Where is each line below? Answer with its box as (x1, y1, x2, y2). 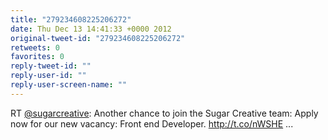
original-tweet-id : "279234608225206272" (10, 33, 186, 43)
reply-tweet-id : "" (10, 61, 92, 71)
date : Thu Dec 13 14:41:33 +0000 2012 (10, 24, 172, 34)
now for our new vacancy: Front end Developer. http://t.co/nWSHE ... (10, 117, 294, 130)
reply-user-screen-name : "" (10, 80, 128, 90)
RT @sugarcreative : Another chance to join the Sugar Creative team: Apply (10, 107, 319, 119)
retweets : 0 (10, 42, 60, 53)
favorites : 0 (10, 52, 65, 62)
